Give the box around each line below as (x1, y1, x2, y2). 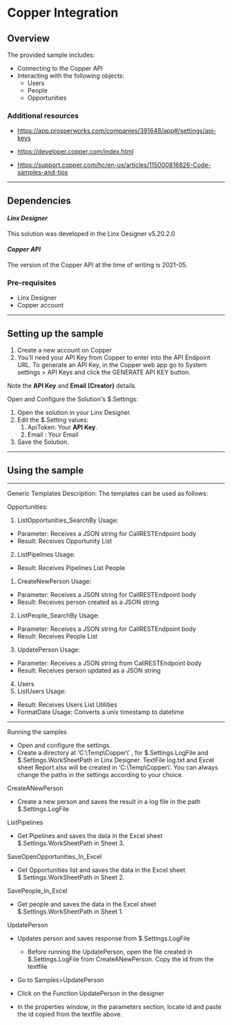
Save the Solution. (17, 438, 69, 446)
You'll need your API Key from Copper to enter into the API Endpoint (17, 353, 211, 362)
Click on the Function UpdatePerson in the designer (17, 989, 164, 998)
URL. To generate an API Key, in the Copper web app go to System (17, 361, 207, 369)
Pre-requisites (7, 278, 57, 288)
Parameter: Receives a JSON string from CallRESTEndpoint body (17, 659, 202, 668)
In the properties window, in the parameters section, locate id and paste (17, 1003, 222, 1011)
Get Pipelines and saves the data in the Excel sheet (17, 832, 163, 840)
